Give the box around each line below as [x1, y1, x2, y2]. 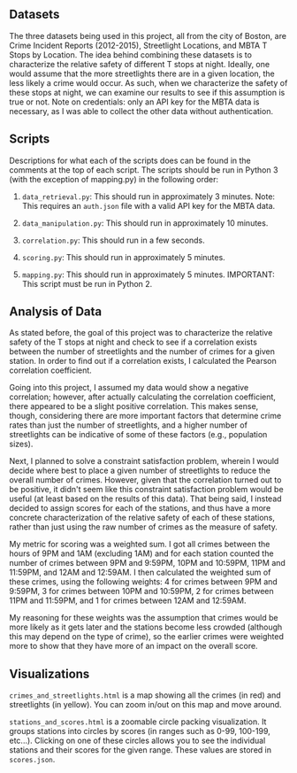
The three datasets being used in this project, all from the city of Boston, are [9, 30, 287, 41]
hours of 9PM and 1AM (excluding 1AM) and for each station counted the [9, 548, 274, 559]
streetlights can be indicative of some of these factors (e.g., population [9, 429, 268, 440]
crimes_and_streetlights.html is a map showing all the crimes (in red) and [9, 690, 281, 700]
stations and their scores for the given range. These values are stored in [9, 745, 272, 755]
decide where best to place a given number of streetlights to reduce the [9, 465, 271, 476]
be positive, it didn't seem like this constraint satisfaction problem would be [9, 484, 285, 495]
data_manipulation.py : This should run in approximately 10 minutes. [21, 217, 269, 228]
